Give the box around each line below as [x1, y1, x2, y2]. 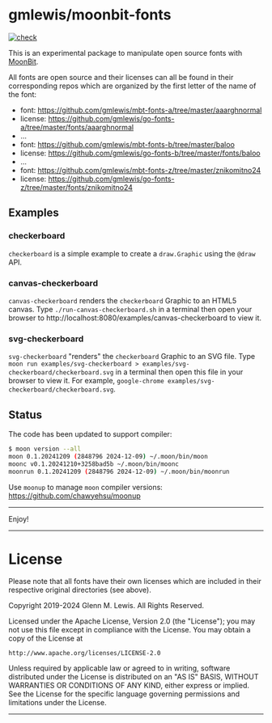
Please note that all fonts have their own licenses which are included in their [8, 577, 261, 586]
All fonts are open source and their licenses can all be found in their [8, 72, 234, 82]
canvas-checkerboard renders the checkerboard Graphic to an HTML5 [8, 295, 237, 305]
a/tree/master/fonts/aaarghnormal [19, 122, 134, 132]
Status [8, 408, 43, 421]
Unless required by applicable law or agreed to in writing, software [8, 663, 231, 673]
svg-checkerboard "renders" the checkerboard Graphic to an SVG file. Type [8, 352, 256, 361]
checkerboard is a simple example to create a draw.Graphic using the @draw [8, 248, 256, 258]
